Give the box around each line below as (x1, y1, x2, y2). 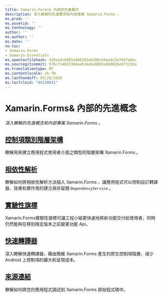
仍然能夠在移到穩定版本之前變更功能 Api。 (5, 221, 91, 227)
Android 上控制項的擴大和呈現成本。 (5, 257, 78, 263)
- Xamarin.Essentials (5, 52, 49, 58)
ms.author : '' (5, 35, 34, 40)
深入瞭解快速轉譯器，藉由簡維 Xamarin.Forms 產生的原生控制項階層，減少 (5, 250, 154, 256)
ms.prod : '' (5, 16, 29, 21)
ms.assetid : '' (5, 21, 36, 26)
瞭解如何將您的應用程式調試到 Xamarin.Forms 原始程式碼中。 (5, 286, 128, 292)
